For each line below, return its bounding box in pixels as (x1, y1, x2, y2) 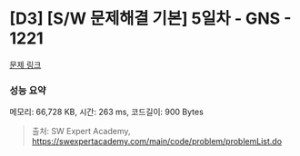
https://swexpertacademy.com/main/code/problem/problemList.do (31, 136, 283, 147)
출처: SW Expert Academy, (31, 126, 131, 137)
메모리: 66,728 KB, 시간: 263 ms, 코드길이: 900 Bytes (9, 106, 205, 118)
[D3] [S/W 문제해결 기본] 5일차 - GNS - (9, 8, 292, 29)
